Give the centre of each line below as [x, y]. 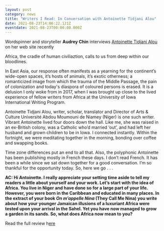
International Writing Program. [35, 102]
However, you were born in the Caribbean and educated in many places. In [82, 193]
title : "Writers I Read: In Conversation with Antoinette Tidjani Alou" [81, 19]
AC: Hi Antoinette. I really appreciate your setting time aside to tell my [77, 178]
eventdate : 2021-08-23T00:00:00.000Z [44, 28]
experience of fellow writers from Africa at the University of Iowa [70, 97]
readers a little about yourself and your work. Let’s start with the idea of [80, 183]
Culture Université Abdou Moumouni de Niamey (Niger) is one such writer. [80, 117]
